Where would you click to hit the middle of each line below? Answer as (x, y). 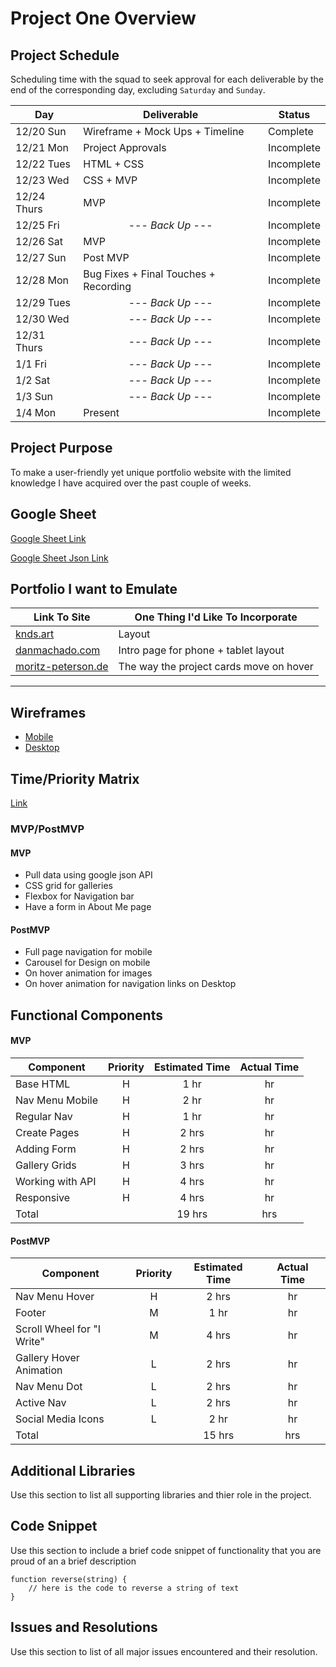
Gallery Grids (46, 1165)
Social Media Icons (60, 1419)
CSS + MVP (110, 180)
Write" (30, 1342)
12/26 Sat (39, 241)
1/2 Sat (33, 380)
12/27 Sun (41, 257)
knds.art (35, 634)
